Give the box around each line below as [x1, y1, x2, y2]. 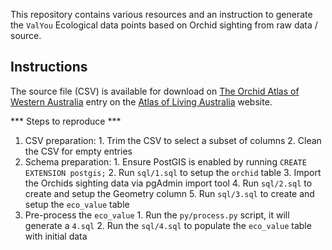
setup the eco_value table [24, 198, 130, 210]
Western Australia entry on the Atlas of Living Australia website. [10, 95, 273, 108]
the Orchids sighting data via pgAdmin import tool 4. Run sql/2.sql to [24, 177, 313, 189]
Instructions [10, 59, 88, 76]
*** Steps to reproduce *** [10, 115, 122, 127]
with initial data [24, 230, 88, 242]
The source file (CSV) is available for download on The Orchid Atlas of [10, 85, 300, 97]
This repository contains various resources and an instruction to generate [10, 9, 313, 20]
